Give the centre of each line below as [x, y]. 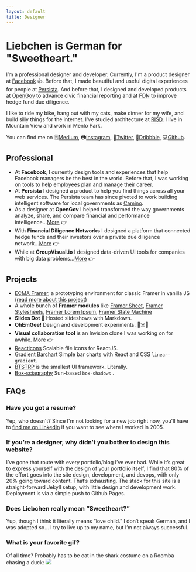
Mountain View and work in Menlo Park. [54, 126]
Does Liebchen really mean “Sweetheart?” [68, 508]
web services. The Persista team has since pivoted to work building [96, 197]
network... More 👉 [37, 244]
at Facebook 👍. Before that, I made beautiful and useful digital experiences [97, 81]
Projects [22, 279]
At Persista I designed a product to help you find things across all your [100, 191]
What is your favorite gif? [43, 543]
